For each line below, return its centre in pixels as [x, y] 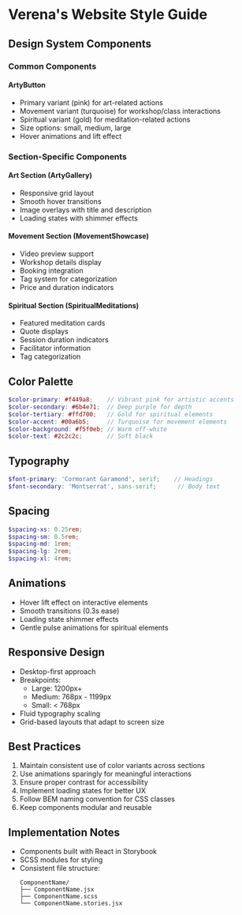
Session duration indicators [64, 340]
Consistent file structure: [60, 868]
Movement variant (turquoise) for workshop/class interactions [120, 111]
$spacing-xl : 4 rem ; [40, 559]
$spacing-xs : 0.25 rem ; [45, 529]
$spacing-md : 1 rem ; [40, 544]
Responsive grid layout [57, 193]
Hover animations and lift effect [71, 136]
